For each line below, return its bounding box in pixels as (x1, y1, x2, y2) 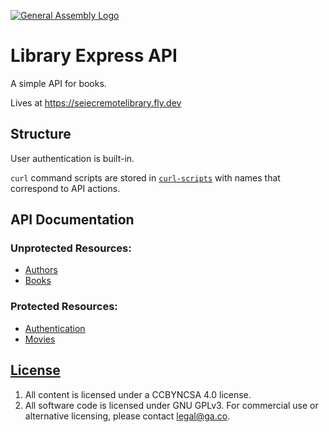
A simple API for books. (10, 77, 107, 89)
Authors (24, 264, 58, 276)
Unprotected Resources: (10, 241, 132, 255)
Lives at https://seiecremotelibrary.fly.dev (10, 96, 182, 109)
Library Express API (10, 45, 178, 67)
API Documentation (10, 211, 135, 229)
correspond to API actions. (10, 182, 121, 194)
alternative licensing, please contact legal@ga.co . (24, 410, 231, 422)
